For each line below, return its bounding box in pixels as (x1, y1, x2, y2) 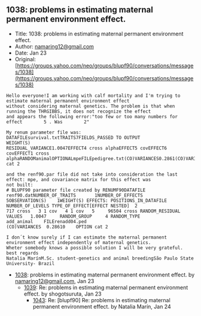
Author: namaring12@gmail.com (14, 43, 95, 50)
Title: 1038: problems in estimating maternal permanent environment (14, 30, 184, 37)
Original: (14, 55, 36, 62)
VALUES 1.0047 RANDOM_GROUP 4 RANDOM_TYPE (6, 213, 141, 219)
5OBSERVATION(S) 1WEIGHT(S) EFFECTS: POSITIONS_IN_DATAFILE (6, 197, 167, 203)
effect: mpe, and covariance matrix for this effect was (6, 176, 151, 182)
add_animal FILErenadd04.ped (6, 218, 87, 224)
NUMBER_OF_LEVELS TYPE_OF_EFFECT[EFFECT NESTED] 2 (6, 203, 138, 209)
